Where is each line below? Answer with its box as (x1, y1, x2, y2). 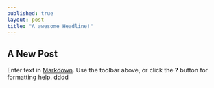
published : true (7, 10, 53, 17)
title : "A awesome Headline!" (7, 23, 94, 29)
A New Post (7, 48, 58, 59)
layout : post (7, 16, 45, 23)
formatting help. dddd (7, 73, 69, 82)
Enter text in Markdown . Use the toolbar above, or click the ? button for (7, 66, 208, 74)
